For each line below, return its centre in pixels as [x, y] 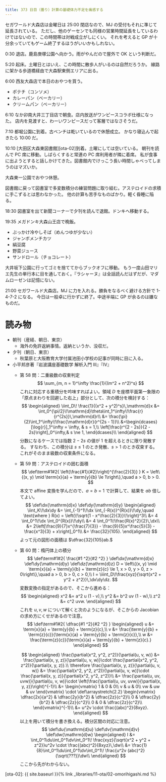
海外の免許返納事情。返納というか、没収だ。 [65, 346]
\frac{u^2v [116, 750]
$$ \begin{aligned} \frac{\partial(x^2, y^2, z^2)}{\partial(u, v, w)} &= [91, 655]
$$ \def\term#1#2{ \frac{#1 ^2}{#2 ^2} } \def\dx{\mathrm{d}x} [91, 558]
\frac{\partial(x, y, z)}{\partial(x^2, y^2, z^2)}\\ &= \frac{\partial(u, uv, [91, 676]
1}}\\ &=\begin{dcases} [134, 422]
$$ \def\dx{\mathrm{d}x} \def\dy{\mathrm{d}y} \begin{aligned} [91, 505]
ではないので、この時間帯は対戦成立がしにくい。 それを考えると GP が [81, 37]
